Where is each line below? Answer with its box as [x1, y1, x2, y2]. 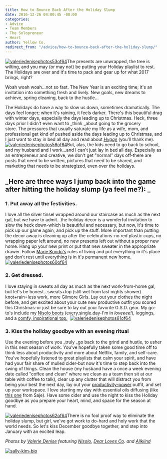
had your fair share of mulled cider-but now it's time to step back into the [5, 360, 156, 366]
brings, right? [5, 74, 32, 80]
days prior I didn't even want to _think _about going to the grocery [5, 120, 141, 126]
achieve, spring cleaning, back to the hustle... [5, 95, 99, 101]
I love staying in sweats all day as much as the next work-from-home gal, [5, 283, 156, 289]
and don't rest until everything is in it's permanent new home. [5, 254, 131, 260]
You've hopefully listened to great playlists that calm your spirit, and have [5, 355, 156, 361]
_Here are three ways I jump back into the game [5, 177, 156, 186]
